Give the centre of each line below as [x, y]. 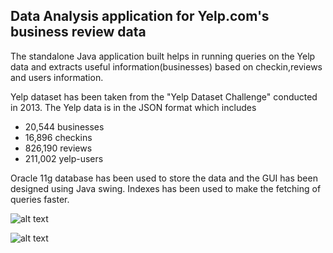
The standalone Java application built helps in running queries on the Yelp [163, 56]
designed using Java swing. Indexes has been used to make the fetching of [166, 188]
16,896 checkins [58, 137]
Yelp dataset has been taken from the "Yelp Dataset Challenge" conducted [164, 96]
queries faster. [40, 199]
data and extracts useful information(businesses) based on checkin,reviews [166, 66]
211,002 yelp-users [64, 158]
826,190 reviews [58, 148]
